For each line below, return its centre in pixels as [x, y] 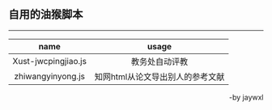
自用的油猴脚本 [46, 15]
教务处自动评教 [159, 61]
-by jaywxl [246, 97]
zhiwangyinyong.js [49, 76]
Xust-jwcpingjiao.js [50, 61]
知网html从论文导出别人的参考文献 [159, 77]
